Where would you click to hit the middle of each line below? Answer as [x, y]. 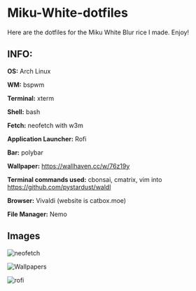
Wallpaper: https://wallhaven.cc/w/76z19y [69, 166]
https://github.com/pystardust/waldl [59, 187]
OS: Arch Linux [29, 71]
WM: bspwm [26, 85]
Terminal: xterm [31, 98]
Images [24, 236]
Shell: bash [24, 112]
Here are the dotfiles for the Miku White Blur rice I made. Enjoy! [98, 32]
